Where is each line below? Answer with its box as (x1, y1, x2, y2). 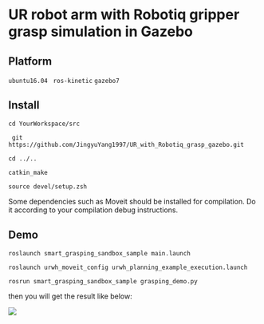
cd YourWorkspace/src (8, 120, 81, 128)
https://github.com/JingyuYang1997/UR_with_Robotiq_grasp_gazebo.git (8, 140, 245, 148)
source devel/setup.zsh (8, 182, 88, 191)
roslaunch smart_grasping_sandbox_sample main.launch (8, 249, 191, 257)
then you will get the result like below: (8, 291, 133, 301)
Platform (8, 54, 53, 68)
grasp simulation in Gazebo (8, 22, 194, 41)
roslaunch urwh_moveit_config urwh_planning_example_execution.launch (8, 263, 248, 271)
